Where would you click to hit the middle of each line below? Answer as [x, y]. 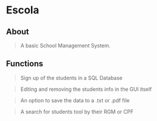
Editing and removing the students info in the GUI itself [86, 89]
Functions [25, 64]
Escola [23, 10]
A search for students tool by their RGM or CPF [77, 112]
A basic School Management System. [65, 45]
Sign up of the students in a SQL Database [71, 78]
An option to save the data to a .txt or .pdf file [75, 100]
